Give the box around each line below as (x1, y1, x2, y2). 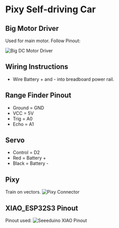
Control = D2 (12, 149, 40, 156)
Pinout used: (5, 217, 32, 224)
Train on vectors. (5, 189, 41, 195)
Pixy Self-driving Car (5, 4, 96, 15)
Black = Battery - (12, 160, 49, 166)
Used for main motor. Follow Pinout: (5, 37, 81, 44)
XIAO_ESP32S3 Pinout (5, 204, 78, 213)
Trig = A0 (12, 116, 33, 122)
